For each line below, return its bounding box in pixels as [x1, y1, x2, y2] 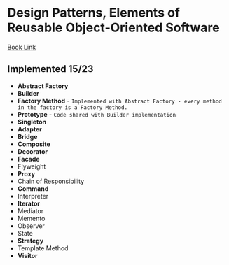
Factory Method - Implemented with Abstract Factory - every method [17, 96, 223, 105]
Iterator [17, 199, 41, 208]
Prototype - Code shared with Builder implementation [17, 110, 176, 118]
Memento [17, 214, 46, 222]
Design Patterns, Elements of [7, 5, 181, 21]
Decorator [17, 147, 48, 155]
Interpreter [17, 192, 49, 200]
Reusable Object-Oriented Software [7, 20, 220, 36]
